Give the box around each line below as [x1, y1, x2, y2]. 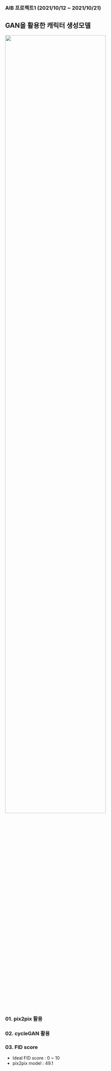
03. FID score [5, 1044, 38, 1051]
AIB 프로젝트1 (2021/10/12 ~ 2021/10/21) [5, 4, 101, 11]
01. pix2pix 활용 [5, 1015, 43, 1022]
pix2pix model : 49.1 [12, 1060, 54, 1066]
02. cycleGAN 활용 [5, 1030, 50, 1037]
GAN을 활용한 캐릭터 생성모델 [5, 21, 91, 30]
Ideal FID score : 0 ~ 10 [12, 1055, 60, 1061]
